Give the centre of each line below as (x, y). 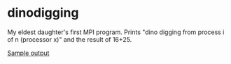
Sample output (28, 53)
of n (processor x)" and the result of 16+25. (70, 39)
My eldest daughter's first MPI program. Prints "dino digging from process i (116, 32)
